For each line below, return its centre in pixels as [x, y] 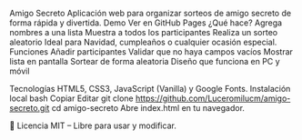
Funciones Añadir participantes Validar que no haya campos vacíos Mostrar [151, 52]
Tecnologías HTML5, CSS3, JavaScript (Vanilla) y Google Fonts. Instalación [150, 89]
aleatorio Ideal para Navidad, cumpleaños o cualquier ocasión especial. [143, 42]
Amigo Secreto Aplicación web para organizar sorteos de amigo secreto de [151, 13]
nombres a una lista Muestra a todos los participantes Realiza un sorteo [144, 32]
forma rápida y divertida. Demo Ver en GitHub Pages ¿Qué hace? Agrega [146, 23]
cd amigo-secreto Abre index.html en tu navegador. [148, 108]
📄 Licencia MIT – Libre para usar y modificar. [93, 125]
